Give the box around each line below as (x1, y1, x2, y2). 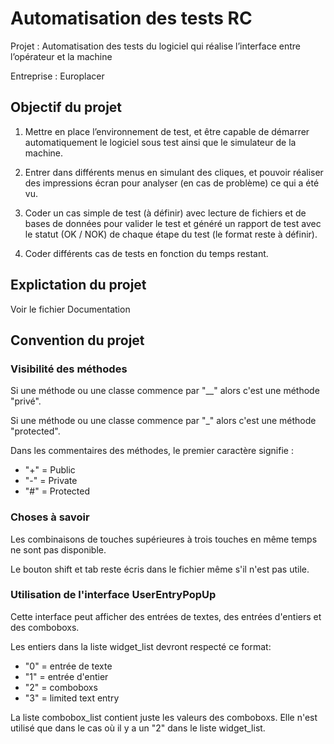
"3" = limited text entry (24, 692, 120, 704)
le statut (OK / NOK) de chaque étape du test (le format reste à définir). (24, 228, 318, 240)
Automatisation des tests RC (10, 7, 253, 30)
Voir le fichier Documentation (10, 303, 131, 315)
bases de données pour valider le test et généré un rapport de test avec (24, 217, 322, 229)
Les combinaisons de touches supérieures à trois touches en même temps (10, 533, 318, 545)
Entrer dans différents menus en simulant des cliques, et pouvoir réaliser (24, 166, 324, 178)
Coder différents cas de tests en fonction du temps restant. (24, 247, 269, 259)
